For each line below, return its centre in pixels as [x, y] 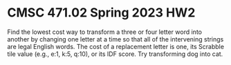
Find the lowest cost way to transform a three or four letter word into [105, 32]
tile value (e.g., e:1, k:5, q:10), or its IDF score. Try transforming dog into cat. [115, 54]
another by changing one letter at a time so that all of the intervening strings [115, 39]
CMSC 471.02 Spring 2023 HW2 [101, 13]
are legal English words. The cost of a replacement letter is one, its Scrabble [116, 46]
